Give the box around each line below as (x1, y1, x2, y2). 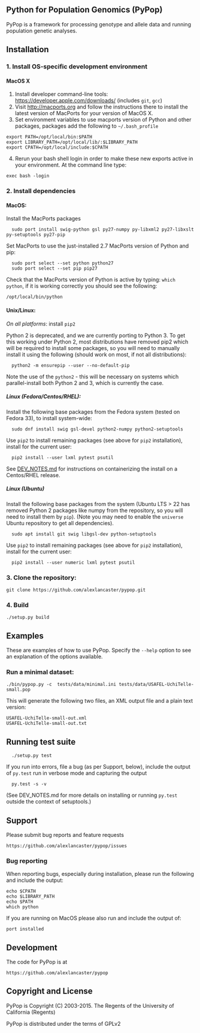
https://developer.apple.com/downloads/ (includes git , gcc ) (14, 97, 163, 104)
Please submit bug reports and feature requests (6, 831, 125, 838)
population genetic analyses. (6, 27, 78, 34)
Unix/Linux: (6, 307, 36, 314)
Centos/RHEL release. (6, 471, 60, 478)
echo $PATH (6, 899, 34, 905)
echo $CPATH (6, 889, 36, 895)
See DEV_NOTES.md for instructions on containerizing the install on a (6, 465, 178, 472)
